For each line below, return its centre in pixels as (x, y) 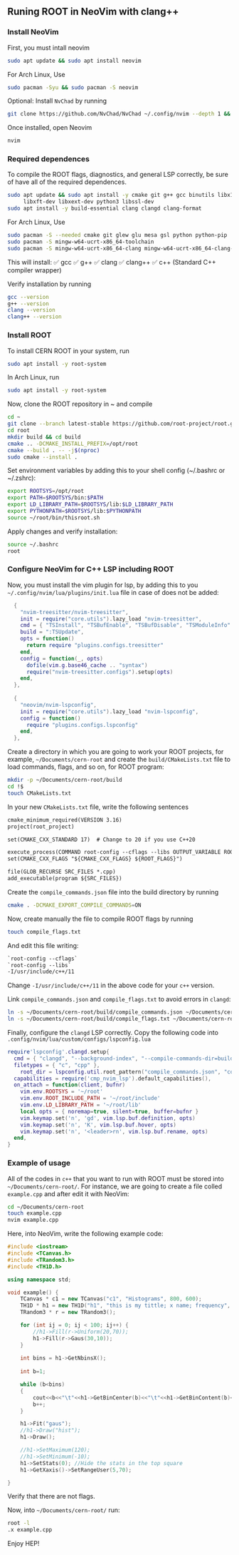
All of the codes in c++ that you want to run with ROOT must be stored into (116, 1178)
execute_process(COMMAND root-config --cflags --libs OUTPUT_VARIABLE (114, 852)
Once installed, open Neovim (50, 128)
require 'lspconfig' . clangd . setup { (59, 1052)
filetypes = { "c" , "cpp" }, (57, 1065)
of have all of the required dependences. (67, 182)
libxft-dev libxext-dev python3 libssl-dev (89, 202)
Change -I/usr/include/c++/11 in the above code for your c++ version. (111, 985)
